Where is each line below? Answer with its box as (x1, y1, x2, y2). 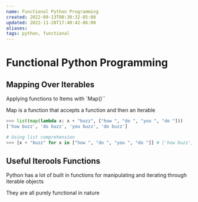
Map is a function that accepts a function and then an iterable (6, 107, 156, 114)
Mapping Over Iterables (6, 79, 95, 89)
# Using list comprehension (6, 134, 75, 140)
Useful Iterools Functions (6, 156, 101, 166)
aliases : (6, 25, 28, 31)
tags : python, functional (6, 31, 70, 37)
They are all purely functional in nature (6, 190, 100, 197)
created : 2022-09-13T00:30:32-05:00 (6, 14, 96, 20)
